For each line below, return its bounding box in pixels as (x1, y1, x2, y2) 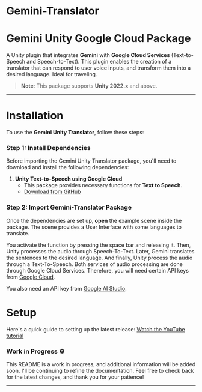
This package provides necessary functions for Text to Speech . (23, 182, 182, 189)
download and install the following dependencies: (6, 164, 129, 171)
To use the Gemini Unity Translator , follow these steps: (6, 129, 144, 136)
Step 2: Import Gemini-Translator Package (6, 203, 132, 211)
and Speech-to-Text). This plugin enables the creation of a (26, 58, 172, 65)
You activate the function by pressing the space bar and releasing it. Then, (6, 241, 191, 249)
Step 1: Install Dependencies (6, 143, 91, 152)
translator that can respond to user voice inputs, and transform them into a (6, 64, 191, 71)
